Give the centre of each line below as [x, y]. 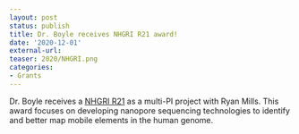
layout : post [34, 17]
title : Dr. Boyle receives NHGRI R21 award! [94, 34]
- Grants [26, 76]
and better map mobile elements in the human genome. [111, 120]
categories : [31, 68]
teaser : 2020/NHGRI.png [54, 59]
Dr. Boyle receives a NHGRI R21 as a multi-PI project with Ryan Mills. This [144, 101]
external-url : [36, 51]
